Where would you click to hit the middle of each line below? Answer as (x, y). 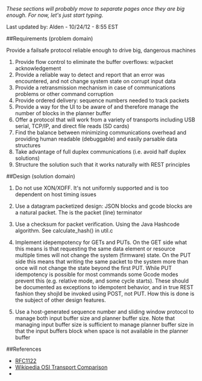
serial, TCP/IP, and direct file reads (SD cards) (72, 126)
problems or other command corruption (64, 94)
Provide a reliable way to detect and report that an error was (90, 75)
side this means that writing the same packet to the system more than (102, 261)
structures (28, 145)
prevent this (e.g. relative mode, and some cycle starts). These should (102, 281)
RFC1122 (26, 361)
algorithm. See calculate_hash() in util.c (64, 231)
